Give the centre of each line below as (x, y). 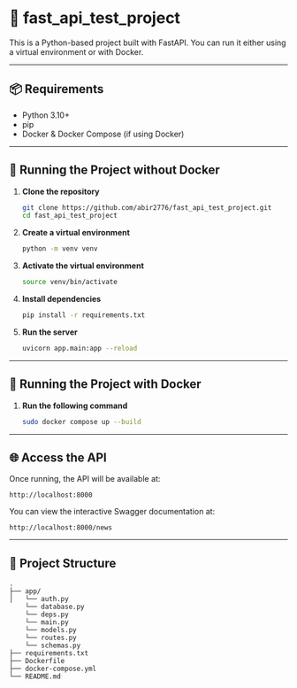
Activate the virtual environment (83, 266)
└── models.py (51, 630)
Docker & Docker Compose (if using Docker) (103, 134)
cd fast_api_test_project (69, 216)
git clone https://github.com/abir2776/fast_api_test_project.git (147, 207)
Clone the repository (61, 191)
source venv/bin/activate (69, 282)
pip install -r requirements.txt (84, 315)
